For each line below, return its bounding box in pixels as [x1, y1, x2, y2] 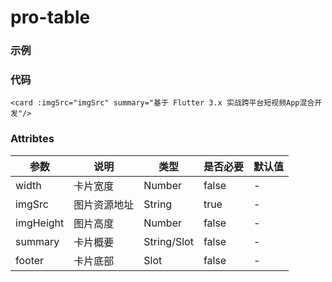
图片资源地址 [73, 197, 135, 211]
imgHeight [15, 216, 65, 230]
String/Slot [143, 234, 194, 248]
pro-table [10, 6, 91, 29]
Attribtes [10, 132, 55, 146]
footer [15, 253, 45, 267]
